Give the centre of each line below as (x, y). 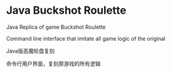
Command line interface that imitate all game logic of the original (86, 38)
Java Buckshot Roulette (66, 10)
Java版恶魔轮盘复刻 (30, 51)
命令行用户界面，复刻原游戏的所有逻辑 (53, 63)
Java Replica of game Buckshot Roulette (56, 27)
